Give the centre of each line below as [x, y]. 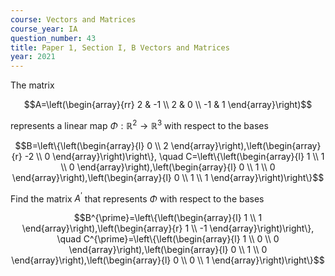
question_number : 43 [53, 38]
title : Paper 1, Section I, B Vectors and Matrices [120, 47]
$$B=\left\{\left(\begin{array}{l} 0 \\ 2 [91, 145]
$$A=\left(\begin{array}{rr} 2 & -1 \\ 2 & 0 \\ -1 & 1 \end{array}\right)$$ [168, 105]
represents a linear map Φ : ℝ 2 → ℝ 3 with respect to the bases [139, 124]
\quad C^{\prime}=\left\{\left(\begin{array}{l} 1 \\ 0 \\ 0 [168, 239]
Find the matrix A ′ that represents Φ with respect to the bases [137, 198]
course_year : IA [44, 29]
